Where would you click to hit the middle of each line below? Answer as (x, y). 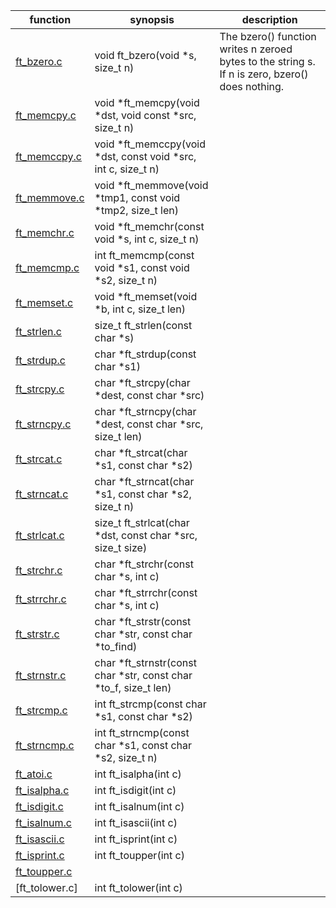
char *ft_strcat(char (141, 452)
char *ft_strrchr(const (146, 592)
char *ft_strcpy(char (142, 382)
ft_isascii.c (40, 839)
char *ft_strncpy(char (145, 411)
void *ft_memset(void (146, 296)
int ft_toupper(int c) (139, 855)
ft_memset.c (44, 302)
